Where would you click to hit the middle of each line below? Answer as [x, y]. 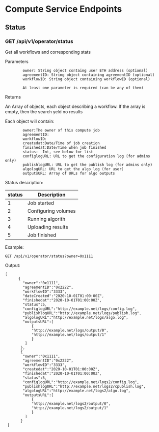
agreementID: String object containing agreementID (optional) [89, 75]
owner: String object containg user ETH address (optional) [85, 70]
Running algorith [46, 219]
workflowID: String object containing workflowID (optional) [87, 79]
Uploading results [48, 227]
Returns [13, 97]
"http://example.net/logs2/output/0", [71, 403]
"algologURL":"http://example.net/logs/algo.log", [76, 317]
